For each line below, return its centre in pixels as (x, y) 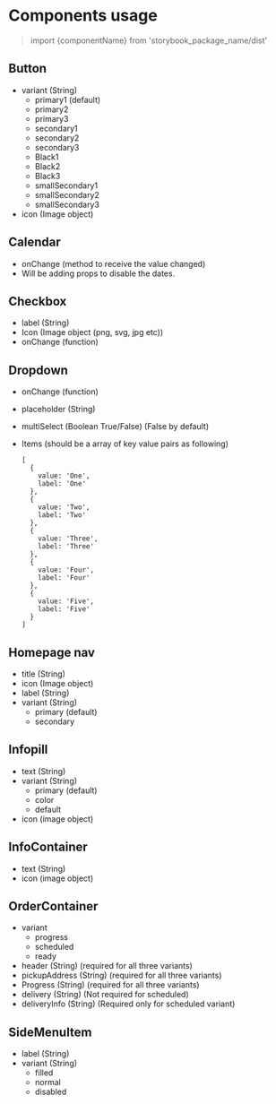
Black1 (47, 157)
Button (27, 69)
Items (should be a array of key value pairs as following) (125, 444)
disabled (51, 1092)
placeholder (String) (58, 410)
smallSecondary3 (67, 204)
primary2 (52, 109)
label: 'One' (62, 484)
